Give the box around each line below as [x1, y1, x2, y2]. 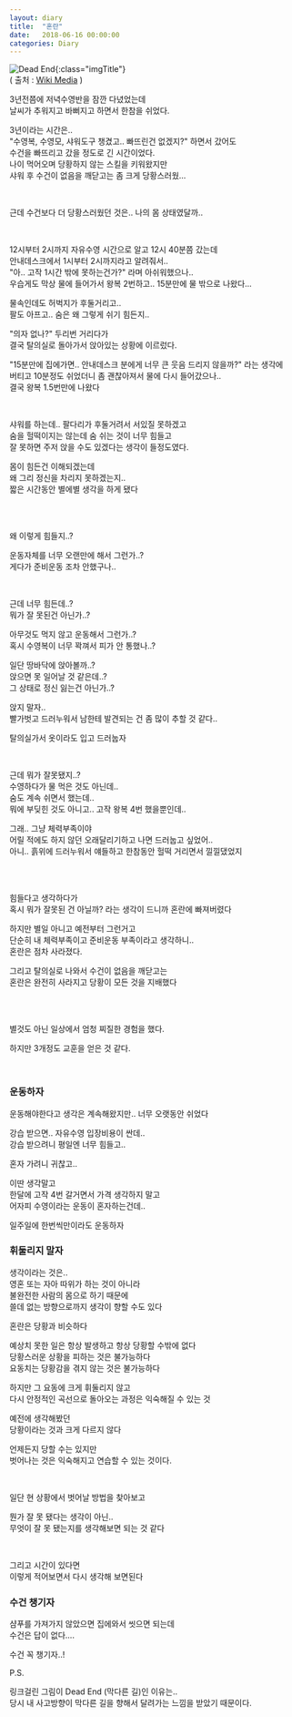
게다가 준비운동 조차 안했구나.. [9, 561, 116, 572]
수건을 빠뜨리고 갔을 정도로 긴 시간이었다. [9, 148, 156, 158]
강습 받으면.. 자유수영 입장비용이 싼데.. [9, 1127, 146, 1139]
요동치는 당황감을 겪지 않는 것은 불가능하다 [9, 1363, 161, 1374]
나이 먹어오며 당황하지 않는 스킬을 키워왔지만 [9, 158, 168, 169]
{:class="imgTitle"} [55, 64, 126, 75]
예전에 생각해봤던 [9, 1413, 71, 1424]
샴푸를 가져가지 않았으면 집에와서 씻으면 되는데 [9, 1619, 176, 1630]
